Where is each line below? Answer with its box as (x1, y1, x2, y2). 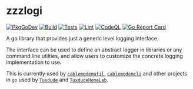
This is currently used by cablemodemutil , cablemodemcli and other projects (6, 70, 188, 77)
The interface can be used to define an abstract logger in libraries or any (6, 46, 182, 53)
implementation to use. (6, 59, 62, 66)
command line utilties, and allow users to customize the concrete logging (6, 52, 184, 59)
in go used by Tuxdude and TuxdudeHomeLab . (6, 76, 109, 83)
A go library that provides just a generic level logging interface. (6, 35, 159, 42)
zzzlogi (6, 4, 43, 18)
